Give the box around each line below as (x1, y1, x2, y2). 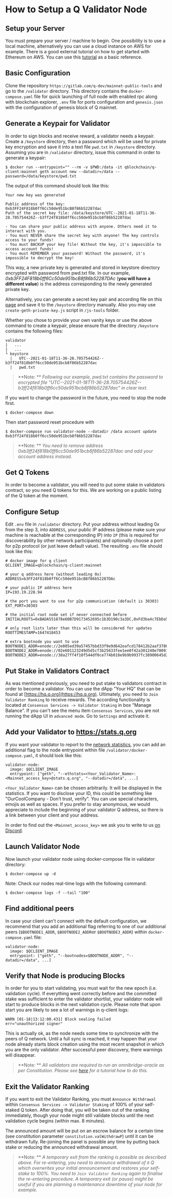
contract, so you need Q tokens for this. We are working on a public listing (5, 487, 162, 493)
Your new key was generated (5, 192, 66, 198)
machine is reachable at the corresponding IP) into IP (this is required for (5, 532, 159, 538)
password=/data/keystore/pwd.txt (5, 173, 77, 179)
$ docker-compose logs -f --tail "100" (5, 890, 91, 895)
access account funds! (5, 246, 54, 252)
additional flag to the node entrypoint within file (5, 747, 105, 753)
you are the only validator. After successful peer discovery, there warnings (5, 1047, 163, 1053)
